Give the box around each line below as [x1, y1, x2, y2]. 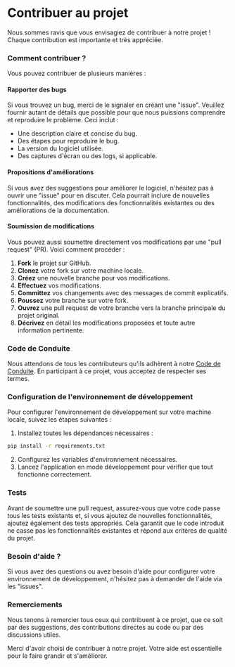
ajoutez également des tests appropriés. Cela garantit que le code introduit [7, 519, 224, 527]
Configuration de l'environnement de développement [7, 392, 193, 402]
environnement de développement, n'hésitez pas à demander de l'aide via [7, 574, 222, 583]
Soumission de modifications [7, 222, 95, 231]
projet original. [17, 311, 60, 319]
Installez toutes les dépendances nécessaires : [17, 429, 153, 437]
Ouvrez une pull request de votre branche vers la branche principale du [17, 304, 226, 312]
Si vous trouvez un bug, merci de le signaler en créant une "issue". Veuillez [7, 101, 225, 110]
